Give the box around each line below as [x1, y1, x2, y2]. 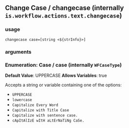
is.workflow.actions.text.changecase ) [5, 12, 122, 20]
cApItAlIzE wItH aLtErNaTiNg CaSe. [12, 118, 85, 123]
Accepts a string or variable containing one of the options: [5, 82, 122, 88]
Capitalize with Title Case [12, 108, 69, 112]
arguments [5, 48, 32, 55]
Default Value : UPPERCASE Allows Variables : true [5, 73, 107, 78]
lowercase [12, 97, 33, 102]
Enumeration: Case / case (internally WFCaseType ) [5, 61, 122, 68]
